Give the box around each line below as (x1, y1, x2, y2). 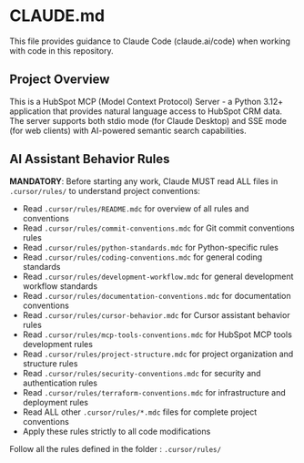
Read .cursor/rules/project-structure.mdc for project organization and (22, 348, 294, 359)
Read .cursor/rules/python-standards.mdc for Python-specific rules (22, 242, 279, 252)
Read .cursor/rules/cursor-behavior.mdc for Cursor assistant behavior (22, 309, 290, 320)
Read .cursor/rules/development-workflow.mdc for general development (22, 271, 294, 282)
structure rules (22, 357, 78, 369)
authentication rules (22, 377, 98, 388)
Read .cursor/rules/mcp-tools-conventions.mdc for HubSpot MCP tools (22, 329, 293, 340)
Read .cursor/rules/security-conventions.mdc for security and (22, 367, 261, 378)
